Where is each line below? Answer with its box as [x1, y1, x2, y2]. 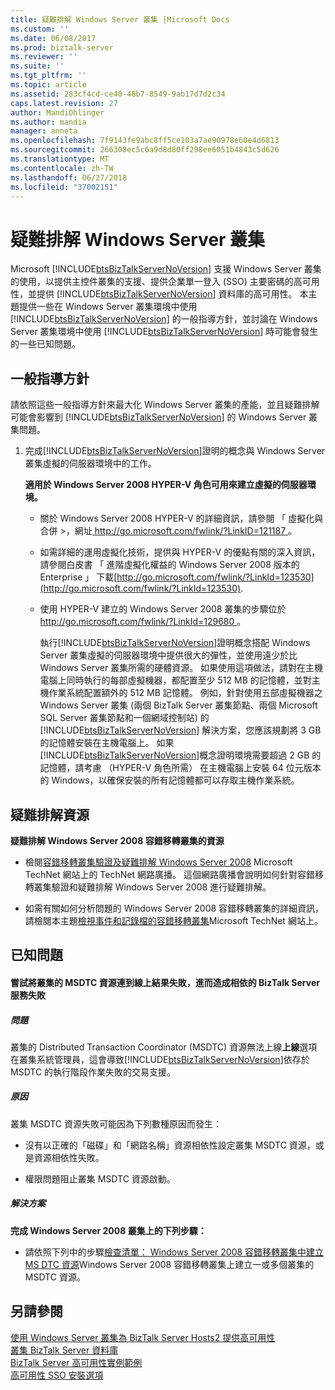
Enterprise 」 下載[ [39, 571, 118, 583]
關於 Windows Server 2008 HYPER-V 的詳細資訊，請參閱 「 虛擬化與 [39, 512, 324, 525]
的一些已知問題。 [10, 338, 81, 350]
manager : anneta [10, 126, 78, 136]
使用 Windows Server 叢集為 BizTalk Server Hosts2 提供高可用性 [10, 1331, 276, 1343]
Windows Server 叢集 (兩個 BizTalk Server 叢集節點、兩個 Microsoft [39, 699, 318, 711]
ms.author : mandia [10, 117, 87, 127]
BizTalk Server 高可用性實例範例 [10, 1356, 143, 1368]
